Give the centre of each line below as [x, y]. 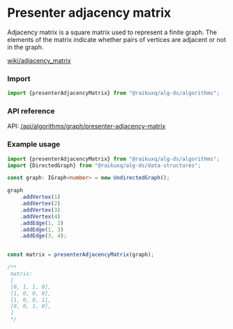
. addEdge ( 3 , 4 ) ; [44, 236]
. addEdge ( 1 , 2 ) [42, 223]
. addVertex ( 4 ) [40, 217]
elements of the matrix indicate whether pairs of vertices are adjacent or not [117, 39]
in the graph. [25, 47]
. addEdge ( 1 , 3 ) [42, 229]
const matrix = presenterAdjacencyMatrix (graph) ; [81, 255]
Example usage [34, 145]
